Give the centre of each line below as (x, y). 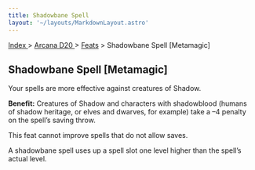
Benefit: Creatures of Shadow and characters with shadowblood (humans (127, 103)
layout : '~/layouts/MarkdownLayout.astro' (78, 23)
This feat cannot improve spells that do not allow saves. (98, 136)
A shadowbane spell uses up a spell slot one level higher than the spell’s (125, 150)
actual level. (27, 159)
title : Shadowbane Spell (49, 15)
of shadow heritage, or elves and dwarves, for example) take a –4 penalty (127, 112)
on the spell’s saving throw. (52, 120)
